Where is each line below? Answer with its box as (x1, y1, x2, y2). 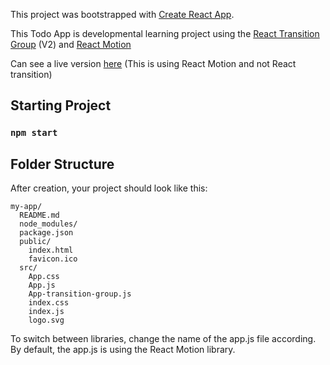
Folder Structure (10, 155, 115, 173)
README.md (19, 210, 60, 221)
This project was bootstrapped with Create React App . (10, 9, 235, 20)
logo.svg (28, 315, 65, 326)
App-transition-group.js (28, 289, 132, 299)
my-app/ (10, 202, 43, 212)
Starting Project (10, 97, 112, 114)
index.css (28, 298, 70, 308)
